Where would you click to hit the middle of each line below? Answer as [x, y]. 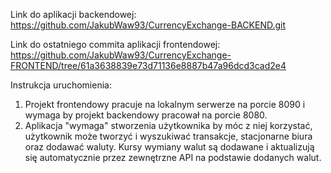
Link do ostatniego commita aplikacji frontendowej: [115, 44]
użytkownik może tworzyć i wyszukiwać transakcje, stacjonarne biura [168, 136]
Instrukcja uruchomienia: [61, 85]
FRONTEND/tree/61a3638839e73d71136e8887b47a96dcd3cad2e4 [148, 65]
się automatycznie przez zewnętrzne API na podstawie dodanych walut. [173, 157]
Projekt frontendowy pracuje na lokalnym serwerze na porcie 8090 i [165, 104]
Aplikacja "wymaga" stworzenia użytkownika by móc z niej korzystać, [168, 125]
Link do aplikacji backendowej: [73, 14]
